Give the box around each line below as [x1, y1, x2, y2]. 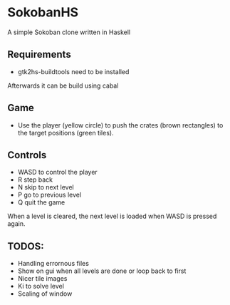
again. [7, 219, 26, 228]
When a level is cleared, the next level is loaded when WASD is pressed [7, 212, 217, 221]
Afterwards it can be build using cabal [7, 81, 119, 90]
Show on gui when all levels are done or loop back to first [17, 267, 187, 275]
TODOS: [7, 240, 44, 252]
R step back [17, 175, 53, 184]
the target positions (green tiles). [17, 128, 114, 137]
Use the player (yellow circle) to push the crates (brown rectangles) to [17, 120, 224, 129]
